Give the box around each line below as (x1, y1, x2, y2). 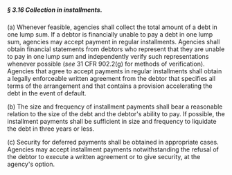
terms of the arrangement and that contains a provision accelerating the (7, 82, 213, 90)
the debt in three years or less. (7, 125, 95, 133)
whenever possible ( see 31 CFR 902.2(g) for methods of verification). (7, 59, 206, 68)
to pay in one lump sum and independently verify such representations (7, 52, 209, 60)
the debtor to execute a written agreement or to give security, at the (7, 152, 201, 160)
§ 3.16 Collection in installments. (7, 6, 102, 14)
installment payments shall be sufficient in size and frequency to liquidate (7, 117, 217, 125)
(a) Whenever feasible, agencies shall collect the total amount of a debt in (7, 23, 218, 31)
